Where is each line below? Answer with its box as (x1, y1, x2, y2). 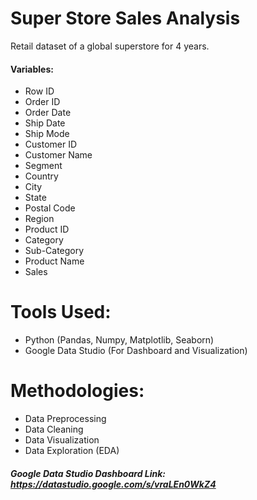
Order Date (24, 107, 72, 119)
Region (24, 213, 55, 225)
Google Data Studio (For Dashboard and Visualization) (24, 345, 248, 357)
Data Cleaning (24, 423, 84, 436)
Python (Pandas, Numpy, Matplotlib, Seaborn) (24, 334, 215, 346)
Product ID (24, 223, 70, 236)
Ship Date (24, 117, 66, 129)
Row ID (24, 85, 55, 97)
